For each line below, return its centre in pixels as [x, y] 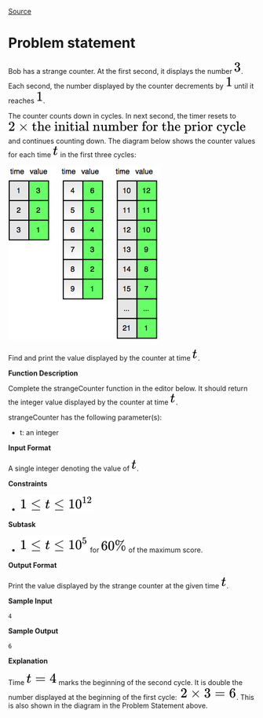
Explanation [28, 661]
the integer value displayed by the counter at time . [93, 402]
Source [20, 11]
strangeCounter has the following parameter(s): [85, 417]
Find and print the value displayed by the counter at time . [104, 357]
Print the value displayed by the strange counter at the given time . [119, 585]
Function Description [43, 373]
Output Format [33, 565]
